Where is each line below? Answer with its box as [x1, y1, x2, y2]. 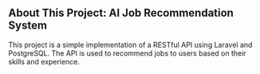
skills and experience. [8, 56, 80, 66]
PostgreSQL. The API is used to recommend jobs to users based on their [8, 48, 246, 58]
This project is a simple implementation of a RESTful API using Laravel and [8, 40, 253, 49]
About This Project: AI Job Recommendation [8, 6, 234, 20]
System [8, 19, 48, 33]
